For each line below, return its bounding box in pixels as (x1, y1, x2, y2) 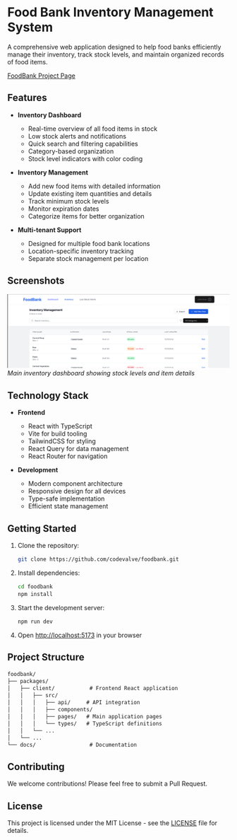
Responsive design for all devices (28, 487, 126, 496)
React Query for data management (28, 445, 129, 453)
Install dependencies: (17, 568, 80, 577)
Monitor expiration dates (28, 204, 99, 213)
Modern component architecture (28, 479, 123, 488)
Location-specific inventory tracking (28, 247, 134, 255)
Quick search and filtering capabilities (28, 139, 139, 148)
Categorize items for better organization (28, 211, 145, 220)
